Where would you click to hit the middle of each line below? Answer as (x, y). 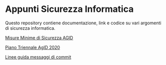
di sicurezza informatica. (30, 28)
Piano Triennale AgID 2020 (33, 47)
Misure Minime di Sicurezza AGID (39, 38)
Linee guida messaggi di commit (38, 57)
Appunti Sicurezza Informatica (69, 9)
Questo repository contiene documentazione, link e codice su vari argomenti (83, 23)
